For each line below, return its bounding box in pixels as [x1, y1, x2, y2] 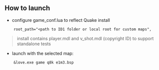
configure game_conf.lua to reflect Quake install [11, 17, 110, 23]
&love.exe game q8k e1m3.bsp [13, 60, 74, 65]
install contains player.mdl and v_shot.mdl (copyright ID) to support [16, 35, 154, 41]
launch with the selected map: [11, 50, 74, 56]
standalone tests [16, 41, 51, 47]
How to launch [4, 4, 50, 12]
